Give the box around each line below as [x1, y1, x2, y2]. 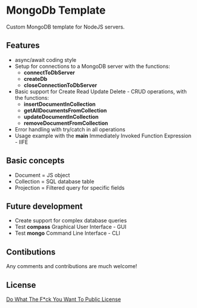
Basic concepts [6, 156, 65, 166]
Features [6, 40, 40, 51]
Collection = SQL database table [14, 178, 95, 185]
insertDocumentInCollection [23, 100, 96, 108]
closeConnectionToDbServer [23, 81, 97, 89]
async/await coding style [14, 56, 77, 63]
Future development [6, 201, 83, 211]
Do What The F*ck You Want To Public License [6, 296, 121, 303]
